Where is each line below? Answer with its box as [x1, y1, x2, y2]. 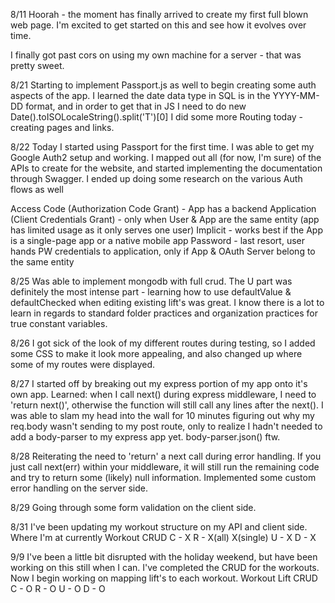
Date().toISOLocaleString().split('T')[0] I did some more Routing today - [10, 111, 304, 123]
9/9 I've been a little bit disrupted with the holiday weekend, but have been [10, 551, 318, 563]
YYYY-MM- [272, 90, 320, 101]
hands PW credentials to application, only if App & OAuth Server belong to [10, 245, 316, 257]
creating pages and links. [10, 122, 115, 133]
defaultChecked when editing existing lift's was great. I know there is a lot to [10, 297, 325, 308]
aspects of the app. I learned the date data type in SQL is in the [10, 90, 271, 101]
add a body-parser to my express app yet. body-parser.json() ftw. [10, 431, 281, 443]
